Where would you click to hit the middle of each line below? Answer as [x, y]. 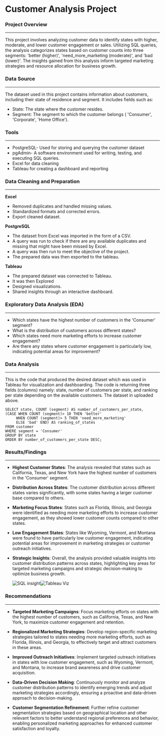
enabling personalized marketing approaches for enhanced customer [82, 723]
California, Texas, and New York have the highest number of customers [84, 473]
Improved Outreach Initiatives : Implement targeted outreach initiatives [84, 657]
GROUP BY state [21, 435]
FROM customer [20, 427]
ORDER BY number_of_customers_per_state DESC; [54, 440]
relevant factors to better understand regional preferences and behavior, [85, 718]
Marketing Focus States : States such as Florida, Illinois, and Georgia [82, 508]
